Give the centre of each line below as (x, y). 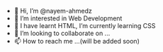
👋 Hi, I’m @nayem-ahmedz (53, 11)
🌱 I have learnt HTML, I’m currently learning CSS (85, 26)
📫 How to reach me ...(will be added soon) (77, 41)
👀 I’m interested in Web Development (68, 18)
